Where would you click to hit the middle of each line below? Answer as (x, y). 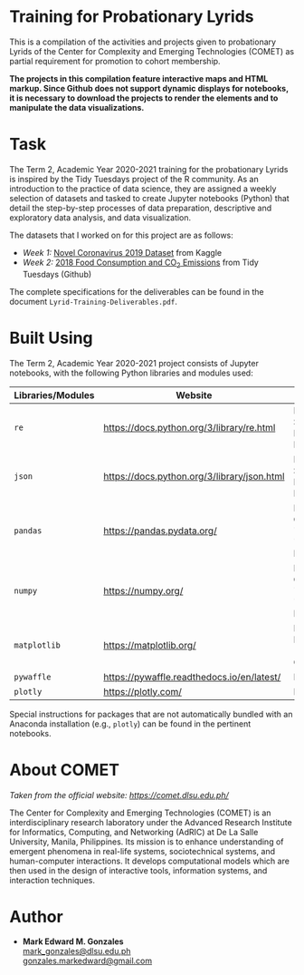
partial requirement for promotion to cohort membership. (115, 61)
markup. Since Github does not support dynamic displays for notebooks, (149, 88)
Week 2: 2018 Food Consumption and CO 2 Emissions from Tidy (141, 263)
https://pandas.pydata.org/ (160, 531)
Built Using (51, 338)
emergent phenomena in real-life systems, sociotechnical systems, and (142, 851)
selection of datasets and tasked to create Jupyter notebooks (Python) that (149, 198)
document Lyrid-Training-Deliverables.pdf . (94, 301)
